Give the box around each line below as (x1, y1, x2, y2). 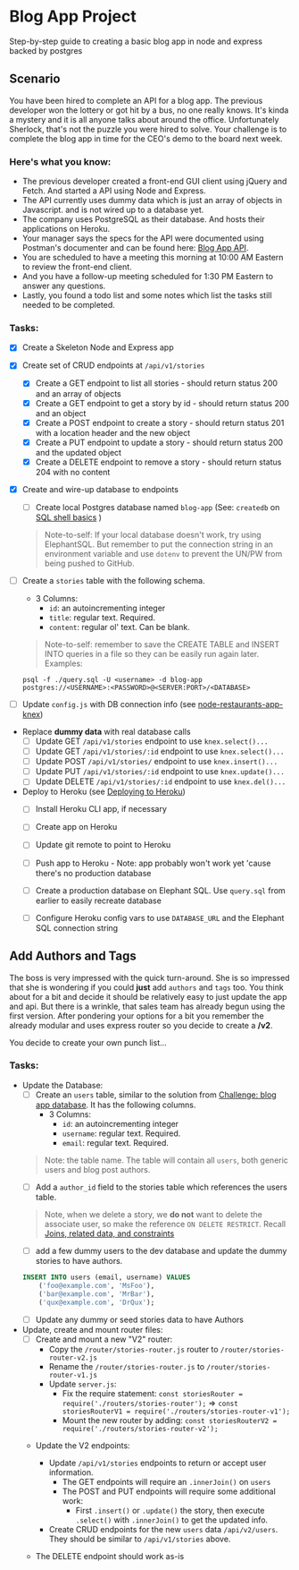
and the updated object (35, 447, 122, 457)
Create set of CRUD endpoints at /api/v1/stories (21, 360, 205, 371)
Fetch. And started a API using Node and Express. (21, 185, 207, 196)
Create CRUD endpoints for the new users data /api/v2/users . (48, 1523, 278, 1534)
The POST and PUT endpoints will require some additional (62, 1486, 277, 1497)
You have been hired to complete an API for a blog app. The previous (9, 95, 263, 106)
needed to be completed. (21, 300, 116, 311)
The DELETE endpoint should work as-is (35, 1550, 185, 1561)
